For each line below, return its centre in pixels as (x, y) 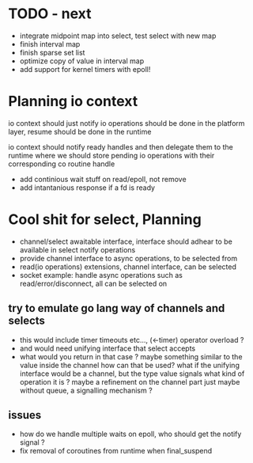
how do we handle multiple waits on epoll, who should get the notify (130, 434)
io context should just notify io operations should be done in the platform (126, 123)
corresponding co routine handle (62, 164)
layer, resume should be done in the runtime (80, 131)
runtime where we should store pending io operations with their (111, 155)
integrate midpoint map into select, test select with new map (118, 36)
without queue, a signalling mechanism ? (86, 390)
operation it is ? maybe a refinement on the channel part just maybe (130, 381)
